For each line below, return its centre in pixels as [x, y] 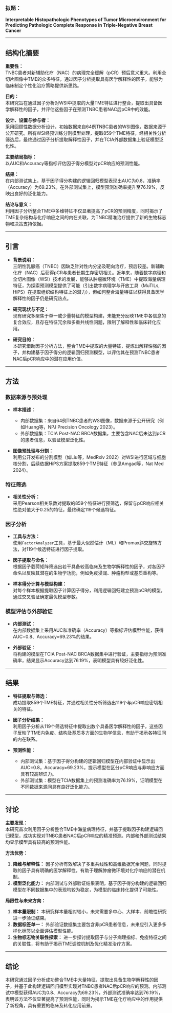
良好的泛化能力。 [32, 193]
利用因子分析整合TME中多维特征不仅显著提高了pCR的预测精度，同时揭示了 [84, 211]
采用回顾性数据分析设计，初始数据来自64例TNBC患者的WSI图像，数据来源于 [86, 127]
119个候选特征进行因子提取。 [57, 549]
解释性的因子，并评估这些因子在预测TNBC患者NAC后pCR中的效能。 [81, 110]
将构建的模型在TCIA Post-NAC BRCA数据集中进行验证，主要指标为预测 [87, 654]
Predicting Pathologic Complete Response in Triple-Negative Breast [79, 25]
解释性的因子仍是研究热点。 [42, 298]
